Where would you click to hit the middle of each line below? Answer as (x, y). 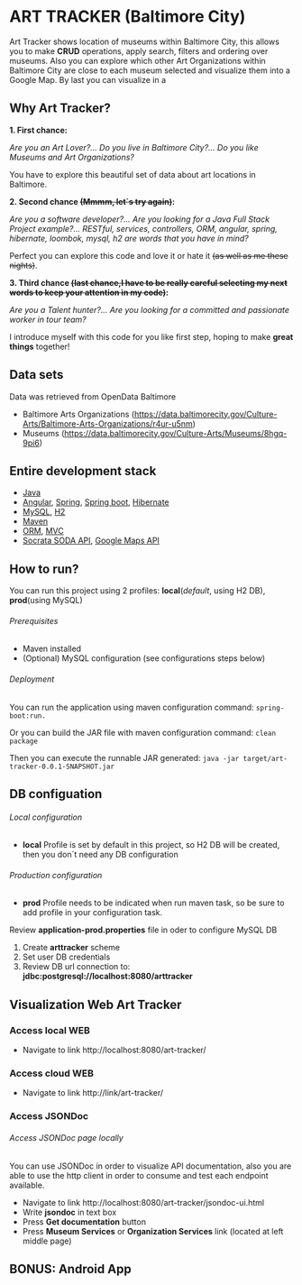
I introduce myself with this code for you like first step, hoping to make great (151, 336)
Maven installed (52, 649)
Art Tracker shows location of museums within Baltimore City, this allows (144, 41)
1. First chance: (38, 130)
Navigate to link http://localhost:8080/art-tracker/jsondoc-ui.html (143, 1202)
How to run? (44, 569)
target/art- (265, 758)
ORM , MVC (43, 531)
